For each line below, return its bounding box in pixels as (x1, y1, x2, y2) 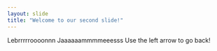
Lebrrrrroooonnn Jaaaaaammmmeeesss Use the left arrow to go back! (7, 36, 211, 44)
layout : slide (7, 10, 49, 17)
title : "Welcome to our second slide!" (7, 17, 124, 24)
